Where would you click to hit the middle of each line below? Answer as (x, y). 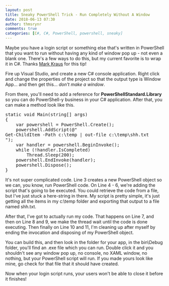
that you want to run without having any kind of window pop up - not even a (84, 53)
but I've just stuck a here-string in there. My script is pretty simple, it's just (82, 196)
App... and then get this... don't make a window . (55, 84)
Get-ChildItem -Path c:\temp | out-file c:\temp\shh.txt (77, 135)
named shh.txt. (21, 207)
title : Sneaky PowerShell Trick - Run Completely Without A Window (78, 15)
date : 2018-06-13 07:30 (30, 19)
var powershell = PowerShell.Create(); (65, 125)
